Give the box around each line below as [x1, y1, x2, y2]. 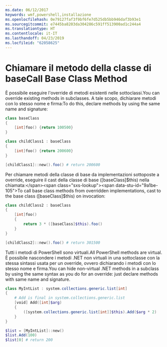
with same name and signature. [5, 276, 71, 282]
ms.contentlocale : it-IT [5, 31, 58, 36]
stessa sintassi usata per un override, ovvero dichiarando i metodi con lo [5, 260, 156, 266]
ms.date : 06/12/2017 [5, 7, 49, 13]
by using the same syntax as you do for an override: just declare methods [5, 271, 158, 277]
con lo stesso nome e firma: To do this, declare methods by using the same [5, 100, 160, 106]
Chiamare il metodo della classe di [5, 62, 152, 73]
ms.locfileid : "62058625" [5, 41, 60, 46]
